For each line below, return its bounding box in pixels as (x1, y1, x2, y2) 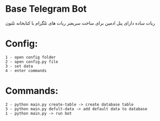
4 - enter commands (5, 68, 47, 73)
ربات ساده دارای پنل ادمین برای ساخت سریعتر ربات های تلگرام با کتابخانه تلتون (5, 20, 155, 26)
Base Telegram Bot (5, 3, 87, 15)
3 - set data (5, 63, 33, 69)
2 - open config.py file (5, 59, 58, 64)
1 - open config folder (5, 55, 56, 60)
